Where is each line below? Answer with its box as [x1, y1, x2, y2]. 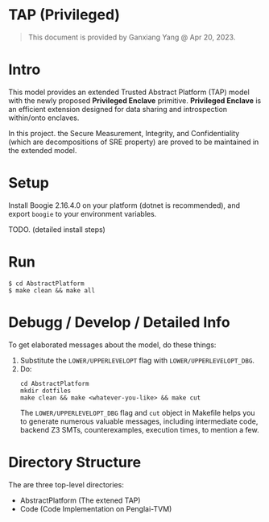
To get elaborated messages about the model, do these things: [8, 340, 217, 350]
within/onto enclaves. [8, 113, 80, 122]
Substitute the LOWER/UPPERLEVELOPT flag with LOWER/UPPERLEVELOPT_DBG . [19, 355, 255, 365]
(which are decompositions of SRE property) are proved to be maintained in [8, 137, 259, 147]
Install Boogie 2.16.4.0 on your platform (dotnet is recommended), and [8, 200, 240, 210]
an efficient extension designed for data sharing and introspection [8, 104, 228, 114]
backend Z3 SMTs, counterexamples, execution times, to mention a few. [19, 425, 259, 434]
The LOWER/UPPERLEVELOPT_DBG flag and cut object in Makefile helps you [19, 408, 255, 417]
